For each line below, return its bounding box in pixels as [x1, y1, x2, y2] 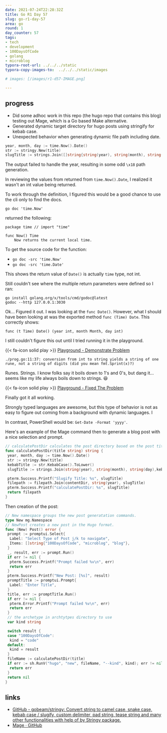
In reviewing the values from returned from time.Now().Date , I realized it [5, 176, 153, 182]
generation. [5, 167, 29, 173]
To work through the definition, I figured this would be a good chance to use [5, 191, 161, 197]
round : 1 [5, 26, 23, 31]
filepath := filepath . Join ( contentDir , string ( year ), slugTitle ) [7, 481, 146, 486]
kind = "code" [9, 638, 39, 643]
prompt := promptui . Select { [7, 531, 66, 537]
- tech [5, 40, 19, 45]
